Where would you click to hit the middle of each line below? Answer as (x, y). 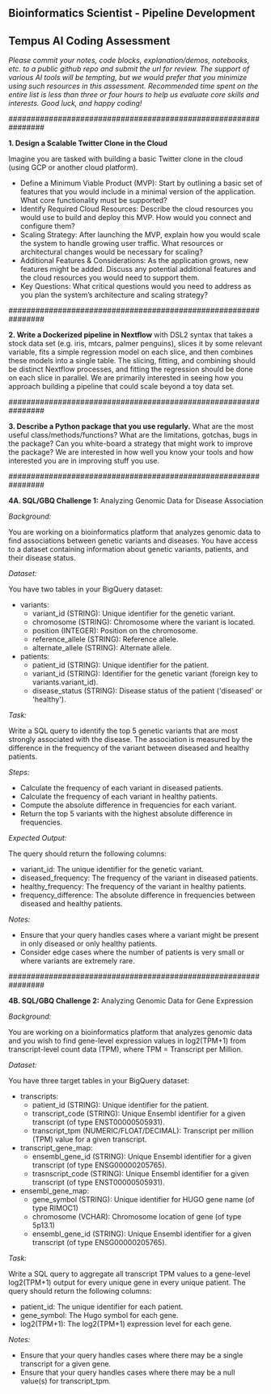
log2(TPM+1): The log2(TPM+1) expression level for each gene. (126, 1324)
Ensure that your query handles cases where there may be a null (127, 1373)
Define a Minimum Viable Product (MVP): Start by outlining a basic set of (141, 183)
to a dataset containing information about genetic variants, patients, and (129, 549)
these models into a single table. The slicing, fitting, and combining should (132, 361)
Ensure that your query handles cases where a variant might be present (139, 935)
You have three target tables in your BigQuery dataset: (99, 1081)
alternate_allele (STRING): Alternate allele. (102, 648)
